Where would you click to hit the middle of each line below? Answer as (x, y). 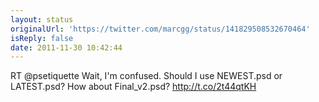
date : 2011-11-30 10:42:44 (66, 47)
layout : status (42, 19)
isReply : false (42, 38)
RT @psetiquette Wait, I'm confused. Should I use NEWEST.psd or (146, 76)
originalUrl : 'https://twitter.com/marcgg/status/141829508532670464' (160, 29)
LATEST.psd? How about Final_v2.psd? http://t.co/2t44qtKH (133, 87)
